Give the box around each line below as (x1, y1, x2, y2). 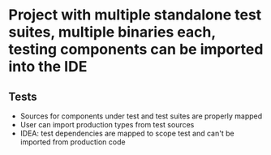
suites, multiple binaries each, (8, 23, 217, 41)
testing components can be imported (8, 41, 264, 58)
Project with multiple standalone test (8, 6, 262, 24)
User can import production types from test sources (19, 120, 195, 129)
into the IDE (8, 58, 88, 76)
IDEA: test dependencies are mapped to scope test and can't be (19, 128, 234, 138)
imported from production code (19, 137, 126, 147)
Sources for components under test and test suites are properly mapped (19, 111, 263, 121)
